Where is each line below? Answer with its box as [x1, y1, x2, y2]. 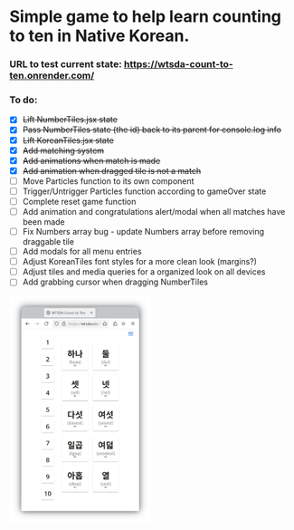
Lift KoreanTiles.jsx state [22, 134, 115, 146]
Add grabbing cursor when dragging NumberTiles [22, 276, 208, 287]
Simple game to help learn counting [9, 6, 282, 27]
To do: [9, 93, 38, 106]
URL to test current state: [9, 58, 122, 71]
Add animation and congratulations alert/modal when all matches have [22, 206, 286, 217]
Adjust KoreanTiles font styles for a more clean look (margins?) [22, 256, 258, 267]
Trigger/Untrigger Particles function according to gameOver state [22, 186, 267, 197]
